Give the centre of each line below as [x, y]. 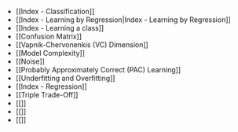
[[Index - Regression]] [51, 86]
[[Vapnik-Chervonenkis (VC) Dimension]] [82, 45]
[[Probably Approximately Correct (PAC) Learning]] [98, 70]
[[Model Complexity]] [50, 53]
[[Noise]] [30, 61]
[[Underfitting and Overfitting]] [65, 78]
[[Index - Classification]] [55, 11]
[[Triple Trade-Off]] [47, 95]
